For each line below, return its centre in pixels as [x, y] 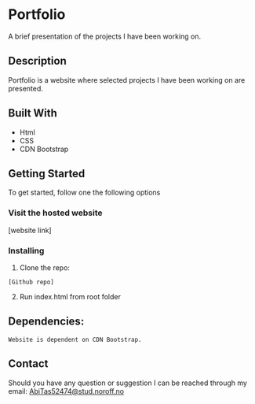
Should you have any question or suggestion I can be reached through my [127, 383]
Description [37, 61]
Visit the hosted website [55, 213]
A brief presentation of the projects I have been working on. [105, 36]
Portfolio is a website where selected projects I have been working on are [127, 80]
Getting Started [47, 174]
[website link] [30, 230]
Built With [33, 113]
